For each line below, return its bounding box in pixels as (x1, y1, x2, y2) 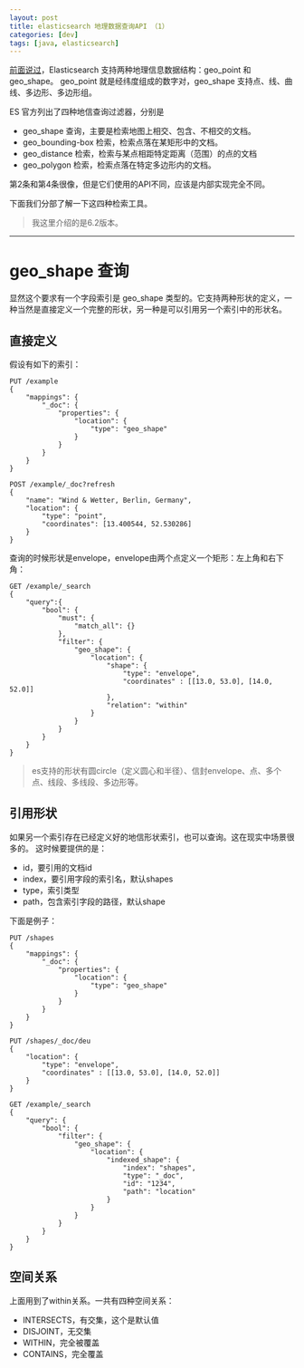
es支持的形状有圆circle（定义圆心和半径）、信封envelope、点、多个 (31, 766, 282, 776)
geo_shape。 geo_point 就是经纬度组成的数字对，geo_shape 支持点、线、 (9, 76, 285, 87)
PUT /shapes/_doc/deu (9, 1036, 91, 1045)
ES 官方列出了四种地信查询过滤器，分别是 (9, 106, 165, 118)
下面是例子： (9, 915, 57, 926)
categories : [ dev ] (9, 30, 79, 39)
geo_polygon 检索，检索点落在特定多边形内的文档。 (22, 159, 217, 170)
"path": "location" (122, 1187, 196, 1196)
